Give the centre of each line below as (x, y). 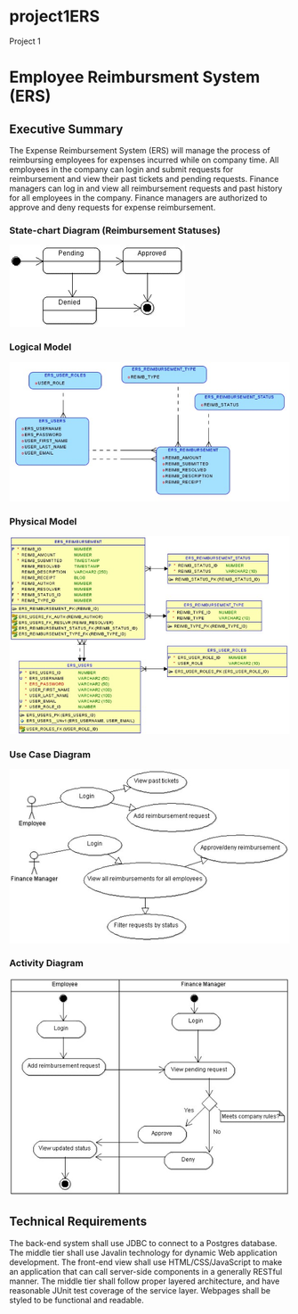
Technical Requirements (78, 1222)
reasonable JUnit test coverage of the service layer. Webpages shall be (140, 1290)
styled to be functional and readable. (77, 1300)
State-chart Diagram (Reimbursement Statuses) (115, 230)
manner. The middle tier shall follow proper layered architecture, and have (145, 1281)
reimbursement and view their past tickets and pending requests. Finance (144, 178)
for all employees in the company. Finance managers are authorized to (138, 197)
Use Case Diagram (50, 755)
